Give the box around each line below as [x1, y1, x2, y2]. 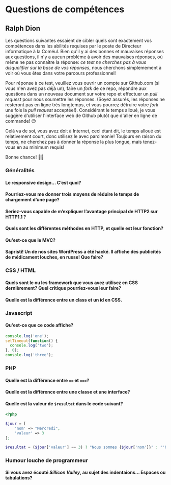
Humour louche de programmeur [5, 456, 88, 464]
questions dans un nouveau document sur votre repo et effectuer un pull [5, 91, 158, 97]
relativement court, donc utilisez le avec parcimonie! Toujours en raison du [5, 133, 162, 139]
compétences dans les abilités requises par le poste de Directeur [5, 43, 141, 49]
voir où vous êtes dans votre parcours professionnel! [5, 70, 116, 76]
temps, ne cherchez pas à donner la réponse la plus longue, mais [5, 139, 142, 145]
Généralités [5, 167, 35, 174]
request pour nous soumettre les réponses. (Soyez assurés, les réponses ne [5, 96, 165, 102]
